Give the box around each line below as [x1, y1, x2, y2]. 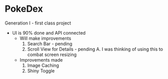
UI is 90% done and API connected [12, 30, 86, 36]
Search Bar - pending [27, 40, 73, 46]
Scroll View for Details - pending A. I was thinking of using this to [27, 46, 163, 52]
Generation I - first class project [5, 20, 72, 26]
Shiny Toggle [27, 67, 55, 74]
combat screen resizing [27, 51, 77, 58]
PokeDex [5, 3, 43, 15]
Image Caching [27, 62, 59, 68]
